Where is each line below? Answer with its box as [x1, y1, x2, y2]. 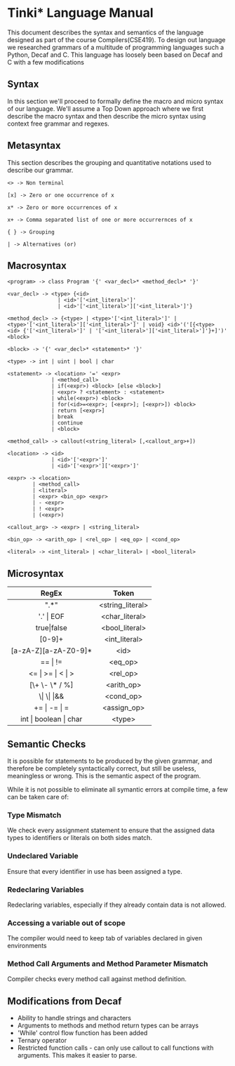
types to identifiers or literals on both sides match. [7, 834, 153, 842]
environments [7, 942, 47, 950]
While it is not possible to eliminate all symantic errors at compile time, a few [7, 785, 228, 794]
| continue [51, 420, 83, 427]
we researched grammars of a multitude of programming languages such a [7, 43, 224, 51]
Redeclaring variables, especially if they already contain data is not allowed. [7, 900, 227, 909]
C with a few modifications [7, 58, 84, 66]
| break [51, 413, 74, 420]
